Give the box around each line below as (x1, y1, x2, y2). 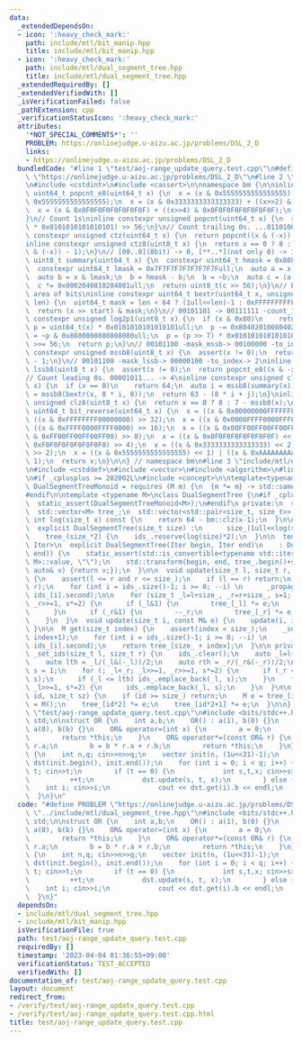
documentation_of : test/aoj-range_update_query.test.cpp (9, 976, 227, 985)
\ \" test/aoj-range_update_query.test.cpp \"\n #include (25, 708, 235, 717)
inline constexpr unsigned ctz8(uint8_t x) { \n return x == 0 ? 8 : (25, 240, 292, 249)
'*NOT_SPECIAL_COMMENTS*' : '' (25, 131, 139, 140)
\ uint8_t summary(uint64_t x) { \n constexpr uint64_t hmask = (25, 256, 271, 266)
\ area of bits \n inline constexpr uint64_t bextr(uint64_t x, (25, 289, 263, 298)
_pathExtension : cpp (17, 105, 94, 114)
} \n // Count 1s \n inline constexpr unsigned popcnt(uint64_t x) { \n (25, 213, 283, 223)
